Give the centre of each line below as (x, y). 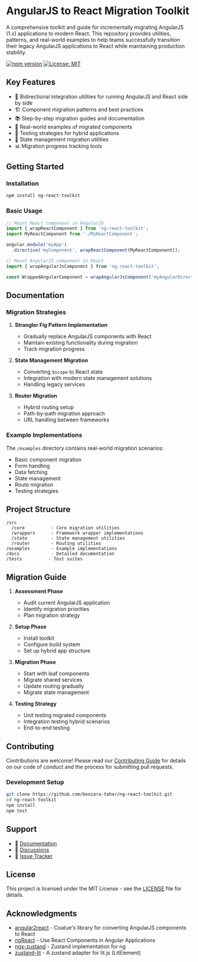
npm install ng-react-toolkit (43, 196)
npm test (17, 811)
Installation (23, 184)
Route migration (34, 485)
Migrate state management (56, 692)
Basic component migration (48, 459)
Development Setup (35, 782)
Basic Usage (24, 211)
